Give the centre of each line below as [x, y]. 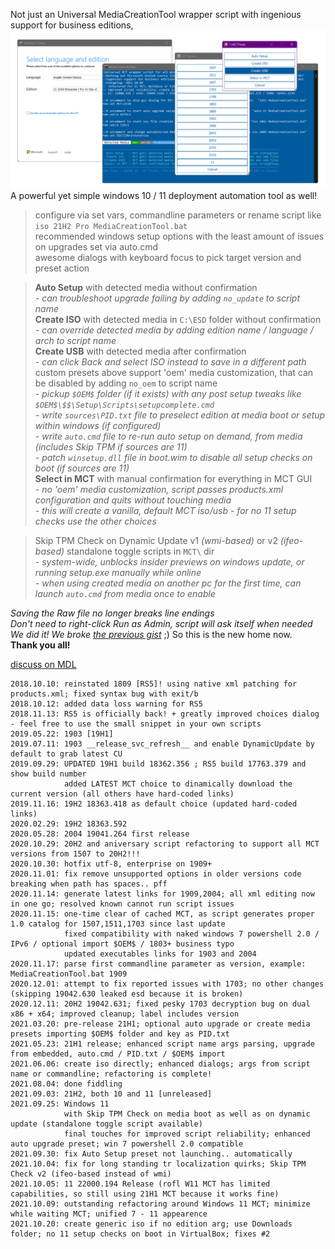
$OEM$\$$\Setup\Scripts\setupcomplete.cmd [124, 405]
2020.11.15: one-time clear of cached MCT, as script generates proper [162, 914]
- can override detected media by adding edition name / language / [174, 330]
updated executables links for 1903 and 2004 [160, 954]
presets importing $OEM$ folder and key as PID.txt [120, 1034]
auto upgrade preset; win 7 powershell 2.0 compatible [127, 1144]
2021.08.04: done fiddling [66, 1084]
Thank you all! [40, 645]
